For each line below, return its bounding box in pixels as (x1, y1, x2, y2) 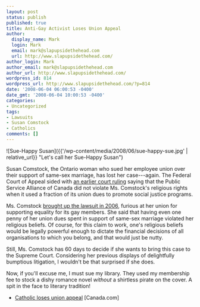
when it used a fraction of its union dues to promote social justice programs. (6, 191, 193, 198)
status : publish (6, 14, 46, 20)
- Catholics (6, 125, 36, 131)
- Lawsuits (6, 114, 33, 120)
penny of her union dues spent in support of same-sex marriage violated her (6, 214, 194, 222)
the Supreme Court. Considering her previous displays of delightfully (6, 251, 175, 259)
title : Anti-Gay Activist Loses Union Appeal (6, 25, 121, 32)
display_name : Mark (11, 36, 60, 42)
